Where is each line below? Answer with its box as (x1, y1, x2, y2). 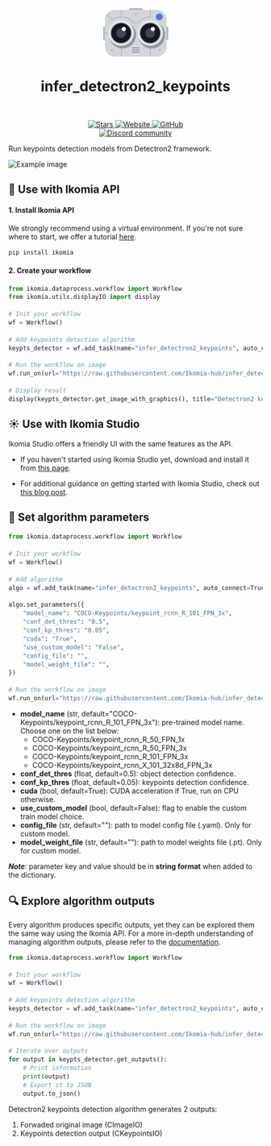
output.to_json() (23, 1090, 81, 1098)
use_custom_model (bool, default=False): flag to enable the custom (19, 803, 248, 812)
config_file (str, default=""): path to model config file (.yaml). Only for (19, 820, 252, 829)
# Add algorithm (8, 575, 63, 583)
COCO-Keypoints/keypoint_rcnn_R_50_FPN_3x (31, 743, 187, 753)
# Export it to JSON (23, 1081, 92, 1089)
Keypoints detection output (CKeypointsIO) (19, 1128, 163, 1138)
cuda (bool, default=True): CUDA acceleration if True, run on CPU (19, 786, 240, 795)
